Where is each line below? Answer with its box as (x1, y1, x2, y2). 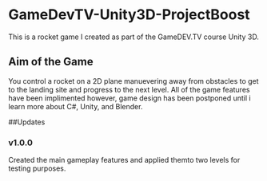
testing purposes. (8, 163, 66, 173)
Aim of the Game (8, 55, 94, 69)
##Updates (8, 117, 46, 127)
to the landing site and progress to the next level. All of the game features (8, 85, 250, 94)
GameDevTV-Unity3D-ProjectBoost (8, 6, 250, 24)
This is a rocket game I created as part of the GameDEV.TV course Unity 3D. (8, 32, 260, 41)
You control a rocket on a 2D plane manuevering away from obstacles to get (8, 76, 259, 85)
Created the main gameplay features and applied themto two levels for (8, 155, 241, 165)
